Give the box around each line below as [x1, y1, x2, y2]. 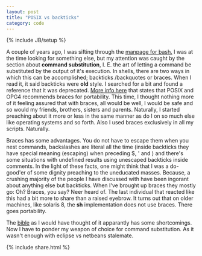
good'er [6, 169, 26, 176]
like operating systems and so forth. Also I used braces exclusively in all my [6, 119, 194, 126]
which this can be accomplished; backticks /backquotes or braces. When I [6, 74, 192, 82]
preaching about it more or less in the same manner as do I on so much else [6, 112, 195, 120]
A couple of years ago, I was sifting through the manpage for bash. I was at [6, 48, 193, 56]
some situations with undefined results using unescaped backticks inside [6, 156, 188, 164]
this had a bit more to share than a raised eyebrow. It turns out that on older [6, 194, 194, 202]
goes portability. [6, 208, 47, 215]
